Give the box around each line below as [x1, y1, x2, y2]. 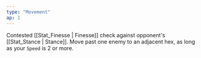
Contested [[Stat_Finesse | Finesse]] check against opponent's [6, 31, 165, 38]
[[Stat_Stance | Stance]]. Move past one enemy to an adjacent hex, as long [6, 38, 195, 45]
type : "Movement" [6, 9, 51, 15]
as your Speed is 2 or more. [6, 44, 74, 52]
